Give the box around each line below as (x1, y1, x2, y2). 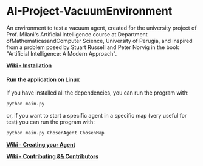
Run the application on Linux (6, 76, 80, 83)
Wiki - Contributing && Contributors (6, 153, 99, 160)
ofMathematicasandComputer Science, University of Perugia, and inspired (6, 37, 193, 44)
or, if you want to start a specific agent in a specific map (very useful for (6, 112, 187, 119)
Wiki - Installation (6, 62, 52, 69)
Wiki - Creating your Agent (6, 141, 76, 148)
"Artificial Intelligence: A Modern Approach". (6, 50, 117, 57)
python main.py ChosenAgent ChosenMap (6, 130, 105, 136)
